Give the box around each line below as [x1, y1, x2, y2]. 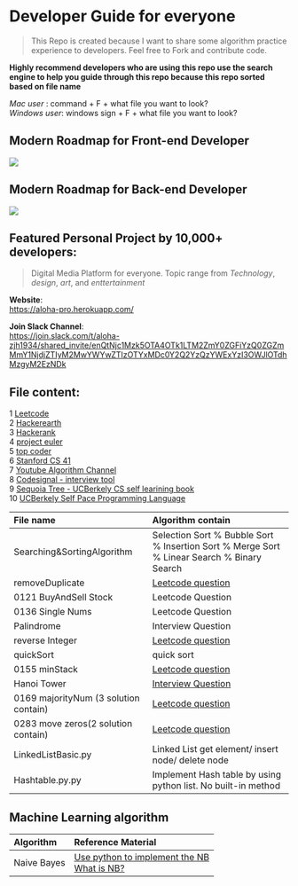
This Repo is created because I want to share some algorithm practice [30, 35, 287, 46]
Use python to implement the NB [74, 851, 210, 863]
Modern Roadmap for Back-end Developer [9, 182, 247, 197]
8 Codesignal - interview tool [9, 474, 115, 485]
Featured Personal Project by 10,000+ [9, 231, 223, 246]
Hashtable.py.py [13, 774, 82, 787]
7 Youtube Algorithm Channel [9, 465, 117, 475]
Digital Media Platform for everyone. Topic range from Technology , [30, 268, 276, 278]
